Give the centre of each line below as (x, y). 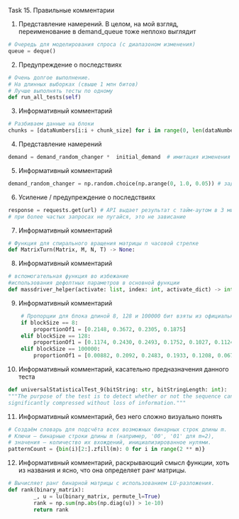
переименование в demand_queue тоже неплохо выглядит (107, 32)
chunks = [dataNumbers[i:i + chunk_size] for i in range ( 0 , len (105, 130)
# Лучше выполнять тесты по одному (61, 91)
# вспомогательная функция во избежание (69, 277)
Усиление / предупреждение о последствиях (87, 197)
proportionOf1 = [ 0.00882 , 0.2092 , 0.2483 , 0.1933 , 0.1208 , (124, 356)
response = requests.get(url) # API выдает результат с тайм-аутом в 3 (116, 210)
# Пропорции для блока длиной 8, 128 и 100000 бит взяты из (111, 316)
